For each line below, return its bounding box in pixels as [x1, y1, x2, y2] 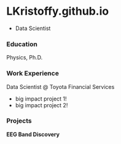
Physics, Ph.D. [6, 54, 43, 61]
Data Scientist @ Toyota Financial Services [6, 83, 115, 90]
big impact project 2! [15, 101, 68, 108]
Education [6, 40, 38, 48]
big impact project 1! [15, 95, 67, 102]
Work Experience [6, 69, 60, 78]
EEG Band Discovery [6, 131, 60, 138]
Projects [6, 116, 32, 125]
